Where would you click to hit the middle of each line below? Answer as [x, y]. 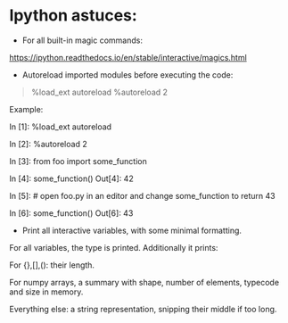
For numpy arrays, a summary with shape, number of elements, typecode [144, 282]
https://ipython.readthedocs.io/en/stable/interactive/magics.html [128, 57]
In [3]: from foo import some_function [78, 161]
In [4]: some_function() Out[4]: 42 [71, 178]
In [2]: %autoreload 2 [48, 144]
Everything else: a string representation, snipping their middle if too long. [143, 309]
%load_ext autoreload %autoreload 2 [99, 92]
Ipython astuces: [74, 16]
